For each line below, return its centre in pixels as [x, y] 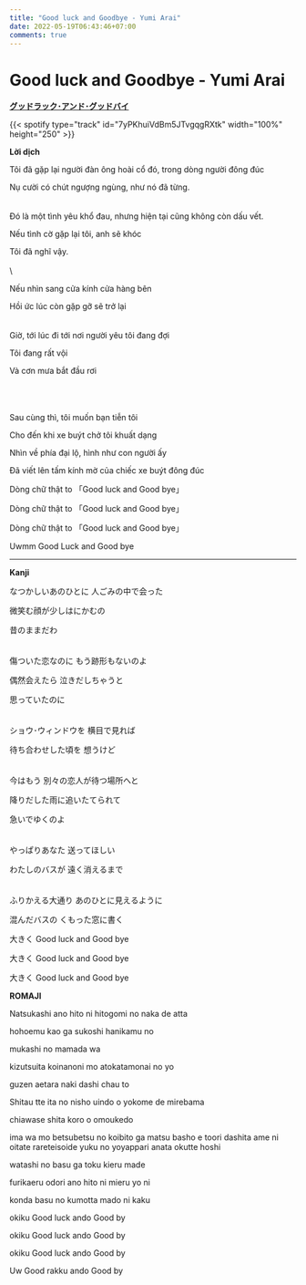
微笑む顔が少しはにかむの [57, 611]
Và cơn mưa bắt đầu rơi [53, 371]
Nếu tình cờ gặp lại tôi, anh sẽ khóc [76, 234]
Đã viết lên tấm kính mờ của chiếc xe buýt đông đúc [107, 471]
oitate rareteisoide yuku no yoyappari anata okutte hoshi [115, 1147]
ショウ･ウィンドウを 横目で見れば [72, 731]
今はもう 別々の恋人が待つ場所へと [74, 781]
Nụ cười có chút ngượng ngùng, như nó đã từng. [100, 187]
